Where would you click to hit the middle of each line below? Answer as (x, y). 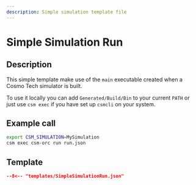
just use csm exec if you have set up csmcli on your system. (81, 104)
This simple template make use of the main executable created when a (95, 79)
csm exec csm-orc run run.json (46, 143)
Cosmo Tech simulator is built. (44, 85)
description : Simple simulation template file (67, 12)
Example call (31, 124)
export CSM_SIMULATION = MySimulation (53, 137)
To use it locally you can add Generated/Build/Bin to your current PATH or (98, 98)
